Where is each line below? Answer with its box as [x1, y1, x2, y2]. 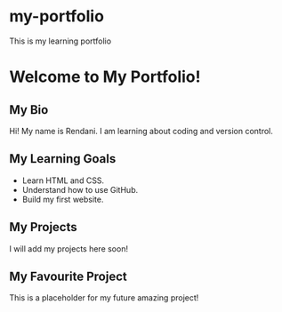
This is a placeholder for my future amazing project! [9, 292, 199, 303]
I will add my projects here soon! [9, 243, 129, 254]
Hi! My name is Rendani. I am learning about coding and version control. [9, 125, 273, 136]
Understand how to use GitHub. [21, 184, 139, 195]
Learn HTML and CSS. [21, 175, 105, 186]
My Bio [9, 102, 49, 117]
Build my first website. [21, 194, 104, 204]
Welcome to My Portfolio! [9, 67, 201, 87]
